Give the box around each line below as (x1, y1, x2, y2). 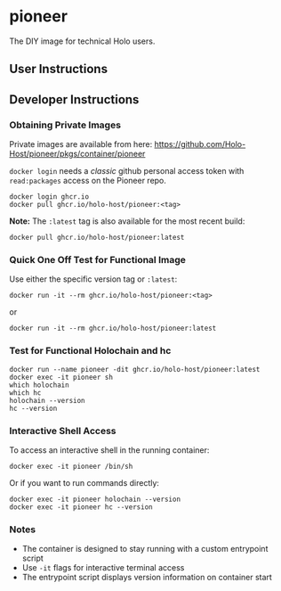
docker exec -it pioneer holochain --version (9, 495, 181, 504)
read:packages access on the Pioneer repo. (9, 176, 167, 186)
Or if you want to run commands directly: (9, 477, 160, 488)
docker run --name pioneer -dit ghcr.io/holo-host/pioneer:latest (9, 365, 261, 373)
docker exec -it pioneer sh (9, 373, 114, 382)
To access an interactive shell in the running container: (9, 444, 210, 456)
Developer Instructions (9, 92, 140, 107)
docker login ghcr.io (9, 193, 90, 201)
